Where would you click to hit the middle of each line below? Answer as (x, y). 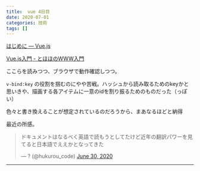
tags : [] (17, 28)
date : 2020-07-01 (28, 17)
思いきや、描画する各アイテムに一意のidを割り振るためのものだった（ (92, 91)
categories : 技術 (27, 23)
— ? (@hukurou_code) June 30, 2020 (67, 156)
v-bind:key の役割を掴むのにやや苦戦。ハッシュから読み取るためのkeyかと (98, 84)
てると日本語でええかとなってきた (62, 144)
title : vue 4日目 (28, 12)
